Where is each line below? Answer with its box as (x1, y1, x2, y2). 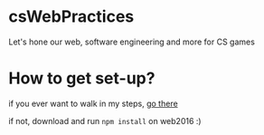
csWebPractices (8, 6, 135, 27)
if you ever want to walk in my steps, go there (8, 98, 178, 109)
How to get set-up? (8, 68, 156, 89)
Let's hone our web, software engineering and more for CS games (8, 36, 255, 47)
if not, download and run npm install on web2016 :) (8, 115, 202, 126)
